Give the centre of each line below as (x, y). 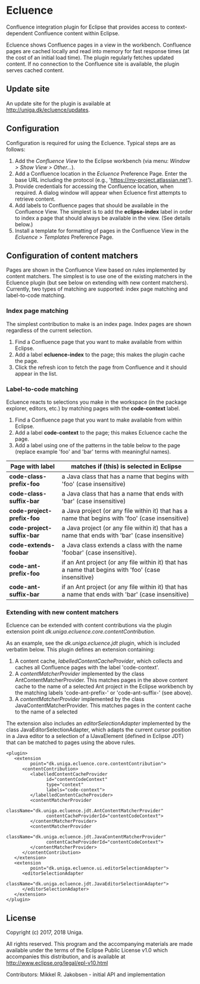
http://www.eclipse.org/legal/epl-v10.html (57, 963)
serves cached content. (35, 70)
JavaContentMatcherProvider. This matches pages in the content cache (103, 706)
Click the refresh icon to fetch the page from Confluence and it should (101, 367)
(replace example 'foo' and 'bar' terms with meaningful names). (93, 451)
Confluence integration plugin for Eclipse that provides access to (86, 27)
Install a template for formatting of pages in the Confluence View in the (101, 230)
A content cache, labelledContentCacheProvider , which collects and (99, 661)
